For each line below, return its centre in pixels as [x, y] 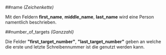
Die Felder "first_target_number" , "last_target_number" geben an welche [83, 41]
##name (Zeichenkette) [29, 7]
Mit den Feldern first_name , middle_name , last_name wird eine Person [80, 17]
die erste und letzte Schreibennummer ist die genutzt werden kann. [75, 47]
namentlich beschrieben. [31, 22]
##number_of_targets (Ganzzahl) [39, 32]
